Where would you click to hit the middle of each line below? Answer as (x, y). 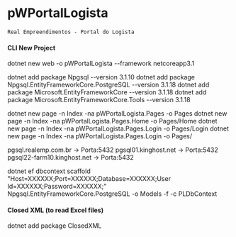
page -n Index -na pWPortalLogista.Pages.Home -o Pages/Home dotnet (112, 121)
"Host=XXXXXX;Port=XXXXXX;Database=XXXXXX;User (89, 179)
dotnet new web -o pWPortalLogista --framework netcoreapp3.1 (101, 64)
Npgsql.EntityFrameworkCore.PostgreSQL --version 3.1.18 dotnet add (108, 85)
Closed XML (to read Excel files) (56, 210)
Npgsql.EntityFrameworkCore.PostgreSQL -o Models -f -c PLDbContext (112, 194)
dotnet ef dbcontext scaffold (49, 171)
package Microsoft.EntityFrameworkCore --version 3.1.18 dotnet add (107, 92)
